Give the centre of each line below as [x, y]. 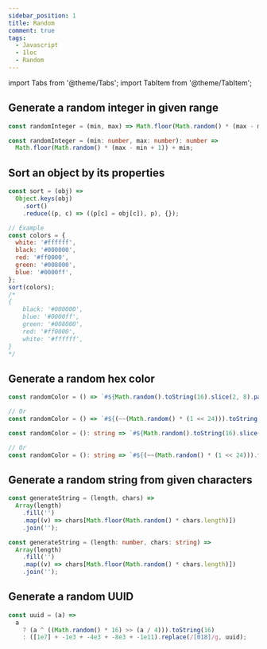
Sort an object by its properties [87, 173]
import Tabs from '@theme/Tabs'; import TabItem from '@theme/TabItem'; [130, 83]
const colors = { [37, 235]
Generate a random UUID [71, 597]
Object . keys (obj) [44, 199]
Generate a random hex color [81, 378]
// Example [26, 228]
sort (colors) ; [32, 287]
